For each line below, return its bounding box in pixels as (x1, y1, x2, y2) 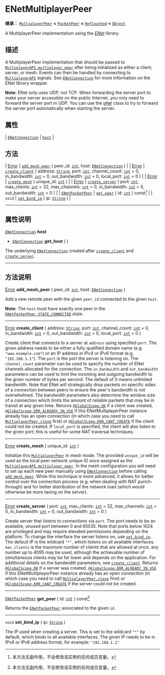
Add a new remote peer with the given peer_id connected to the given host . (5, 296, 158, 302)
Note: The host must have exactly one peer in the (5, 305, 106, 311)
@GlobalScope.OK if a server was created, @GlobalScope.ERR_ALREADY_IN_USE (5, 565, 157, 571)
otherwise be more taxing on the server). (5, 489, 88, 495)
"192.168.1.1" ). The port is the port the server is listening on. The (5, 355, 138, 361)
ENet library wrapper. (5, 80, 48, 86)
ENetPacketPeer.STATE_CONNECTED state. (5, 311, 84, 317)
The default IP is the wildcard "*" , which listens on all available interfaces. (5, 539, 155, 545)
